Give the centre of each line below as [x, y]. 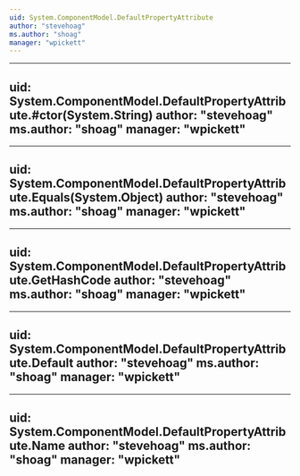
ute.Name [37, 445]
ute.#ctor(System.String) [81, 115]
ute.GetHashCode [60, 280]
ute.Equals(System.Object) [86, 198]
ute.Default [42, 363]
